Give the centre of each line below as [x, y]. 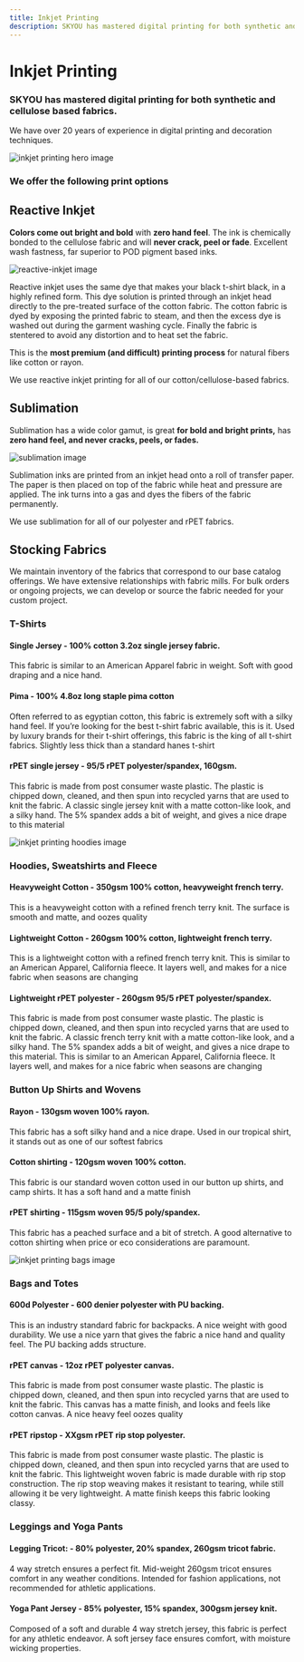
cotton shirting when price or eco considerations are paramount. [130, 1242]
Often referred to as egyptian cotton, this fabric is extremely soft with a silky [151, 716]
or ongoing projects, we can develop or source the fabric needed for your [147, 591]
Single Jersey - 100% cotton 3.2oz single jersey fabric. [115, 646]
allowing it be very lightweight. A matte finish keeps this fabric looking [140, 1493]
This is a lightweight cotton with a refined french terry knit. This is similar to [150, 958]
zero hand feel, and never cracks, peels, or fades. [104, 440]
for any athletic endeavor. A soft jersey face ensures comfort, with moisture [150, 1638]
